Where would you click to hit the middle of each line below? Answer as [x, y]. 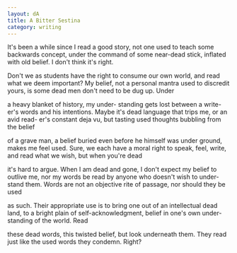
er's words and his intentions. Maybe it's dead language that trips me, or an [117, 112]
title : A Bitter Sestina [44, 20]
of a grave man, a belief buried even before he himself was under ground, [115, 141]
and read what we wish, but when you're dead [75, 155]
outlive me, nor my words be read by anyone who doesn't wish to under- [113, 177]
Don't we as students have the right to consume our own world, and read [114, 76]
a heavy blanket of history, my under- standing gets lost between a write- [114, 105]
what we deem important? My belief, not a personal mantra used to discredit [118, 83]
